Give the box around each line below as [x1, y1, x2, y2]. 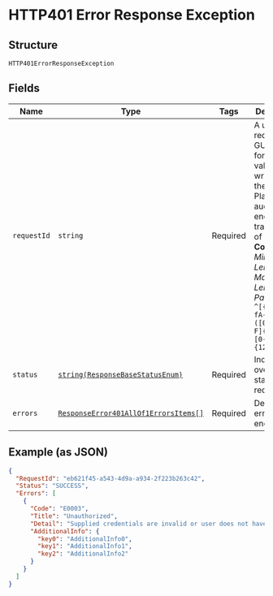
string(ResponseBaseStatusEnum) [58, 369, 184, 379]
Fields [8, 81, 41, 95]
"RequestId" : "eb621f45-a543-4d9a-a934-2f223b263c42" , [15, 474, 206, 482]
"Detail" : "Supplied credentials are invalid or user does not [29, 520, 249, 528]
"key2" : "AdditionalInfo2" [37, 550, 129, 558]
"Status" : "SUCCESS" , [15, 482, 89, 490]
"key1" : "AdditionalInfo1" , [37, 542, 132, 551]
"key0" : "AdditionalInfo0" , [37, 534, 132, 543]
